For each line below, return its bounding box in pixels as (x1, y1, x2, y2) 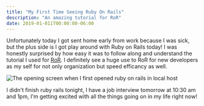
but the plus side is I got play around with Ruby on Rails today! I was (6, 43, 177, 51)
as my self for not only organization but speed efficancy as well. (6, 63, 168, 70)
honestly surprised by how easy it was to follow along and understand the (6, 50, 192, 57)
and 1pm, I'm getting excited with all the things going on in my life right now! (6, 93, 197, 101)
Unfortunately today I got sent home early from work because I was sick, (6, 37, 190, 44)
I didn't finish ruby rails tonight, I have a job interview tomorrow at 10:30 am (6, 87, 196, 94)
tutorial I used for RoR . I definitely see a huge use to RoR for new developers (6, 56, 199, 64)
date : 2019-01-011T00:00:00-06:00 (6, 20, 95, 26)
